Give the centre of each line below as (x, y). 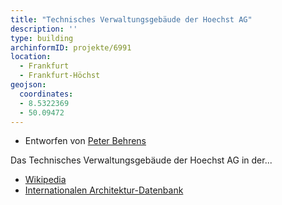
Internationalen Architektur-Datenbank (104, 190)
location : (31, 57)
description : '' (44, 29)
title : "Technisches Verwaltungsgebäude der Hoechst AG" (131, 19)
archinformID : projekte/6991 (71, 47)
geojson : (28, 85)
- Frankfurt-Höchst (60, 76)
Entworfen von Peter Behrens (85, 141)
